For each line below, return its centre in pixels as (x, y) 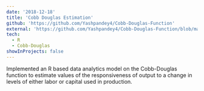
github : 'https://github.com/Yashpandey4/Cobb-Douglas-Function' (90, 23)
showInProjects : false (35, 52)
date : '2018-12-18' (31, 12)
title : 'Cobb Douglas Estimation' (50, 18)
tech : (13, 35)
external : (19, 29)
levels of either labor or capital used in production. (69, 81)
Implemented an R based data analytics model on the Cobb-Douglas (92, 69)
